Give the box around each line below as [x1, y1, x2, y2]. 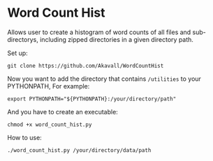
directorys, [7, 35, 38, 43]
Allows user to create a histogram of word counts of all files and [7, 28, 191, 36]
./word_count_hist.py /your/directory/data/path [7, 146, 152, 154]
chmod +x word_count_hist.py [7, 121, 92, 128]
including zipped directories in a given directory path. [39, 35, 194, 43]
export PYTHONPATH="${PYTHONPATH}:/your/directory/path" [7, 95, 177, 102]
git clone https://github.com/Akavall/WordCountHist [7, 62, 164, 69]
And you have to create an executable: [7, 107, 119, 116]
